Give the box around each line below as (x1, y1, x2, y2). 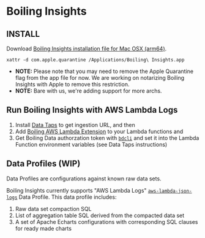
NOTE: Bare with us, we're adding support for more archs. (15, 87, 162, 94)
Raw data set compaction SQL (15, 205, 92, 212)
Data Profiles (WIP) (6, 158, 81, 169)
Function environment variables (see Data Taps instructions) (15, 140, 168, 148)
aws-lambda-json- (147, 188, 192, 194)
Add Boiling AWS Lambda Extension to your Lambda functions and (15, 128, 184, 135)
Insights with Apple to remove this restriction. (15, 81, 130, 88)
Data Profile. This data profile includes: (18, 193, 117, 201)
